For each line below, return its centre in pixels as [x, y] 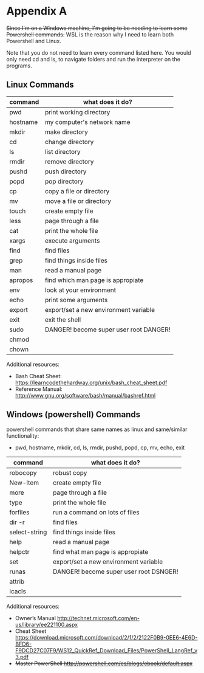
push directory [66, 171]
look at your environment [80, 290]
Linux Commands [40, 85]
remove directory [69, 161]
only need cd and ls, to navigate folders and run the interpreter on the [93, 59]
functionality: [23, 435]
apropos [21, 280]
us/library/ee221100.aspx [46, 624]
